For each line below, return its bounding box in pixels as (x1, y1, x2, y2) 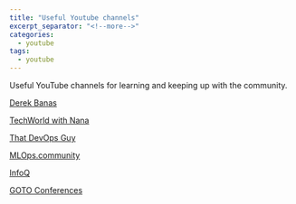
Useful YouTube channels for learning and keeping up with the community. (9, 80, 288, 90)
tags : (9, 47, 30, 56)
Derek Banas (9, 97, 57, 108)
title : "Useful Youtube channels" (9, 13, 140, 23)
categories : (9, 30, 54, 39)
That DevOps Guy (9, 133, 76, 143)
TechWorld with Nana (9, 115, 90, 125)
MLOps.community (9, 150, 81, 161)
